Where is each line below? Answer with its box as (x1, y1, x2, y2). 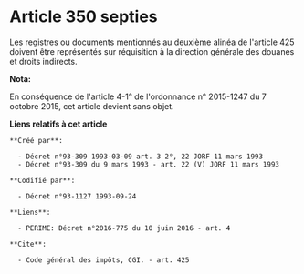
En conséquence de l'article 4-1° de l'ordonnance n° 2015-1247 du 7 (9, 91, 267, 102)
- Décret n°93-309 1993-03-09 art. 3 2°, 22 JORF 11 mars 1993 (17, 152, 263, 161)
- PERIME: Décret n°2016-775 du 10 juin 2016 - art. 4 (17, 223, 231, 233)
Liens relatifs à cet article (9, 118, 108, 129)
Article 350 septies (9, 6, 158, 27)
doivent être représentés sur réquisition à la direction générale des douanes (9, 46, 295, 56)
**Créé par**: (9, 136, 64, 145)
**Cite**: (9, 239, 47, 249)
